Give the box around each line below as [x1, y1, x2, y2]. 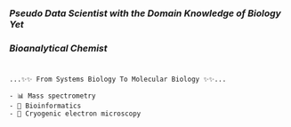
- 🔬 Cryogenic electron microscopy [9, 109, 141, 118]
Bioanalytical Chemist [9, 42, 109, 54]
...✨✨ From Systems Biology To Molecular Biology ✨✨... [9, 75, 227, 84]
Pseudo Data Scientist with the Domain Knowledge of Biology [9, 7, 282, 20]
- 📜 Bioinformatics [9, 101, 82, 111]
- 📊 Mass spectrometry [9, 91, 96, 100]
